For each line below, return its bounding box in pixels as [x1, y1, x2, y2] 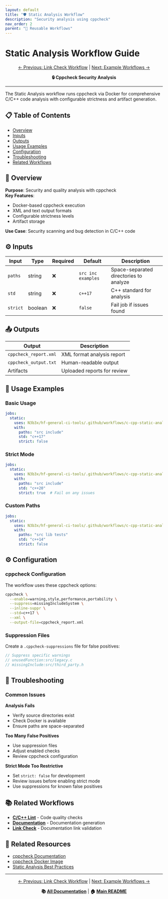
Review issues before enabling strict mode [12, 778, 100, 784]
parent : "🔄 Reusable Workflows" [5, 26, 72, 31]
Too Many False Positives [5, 733, 59, 739]
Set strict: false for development [12, 773, 85, 779]
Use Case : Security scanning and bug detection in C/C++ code [5, 228, 136, 234]
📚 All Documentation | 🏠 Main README [41, 888, 127, 894]
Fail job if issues [110, 301, 149, 308]
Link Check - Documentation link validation [12, 825, 102, 831]
